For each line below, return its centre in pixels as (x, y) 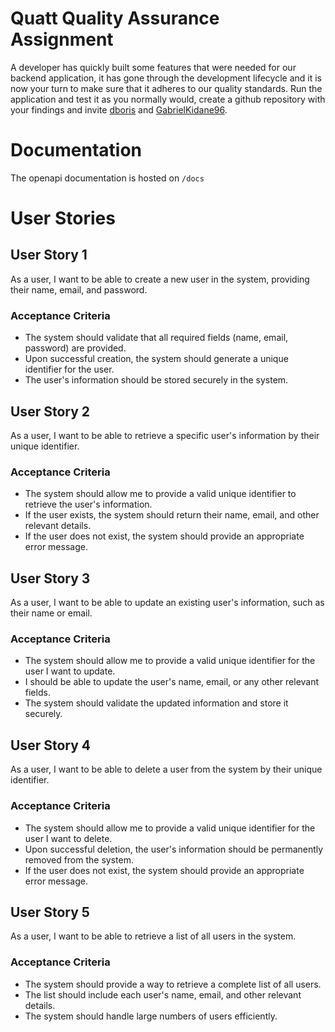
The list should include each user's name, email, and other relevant (163, 994)
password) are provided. (75, 348)
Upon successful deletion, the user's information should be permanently (174, 849)
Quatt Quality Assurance (115, 18)
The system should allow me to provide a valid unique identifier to (160, 494)
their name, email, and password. (79, 289)
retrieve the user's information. (88, 504)
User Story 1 (49, 255)
